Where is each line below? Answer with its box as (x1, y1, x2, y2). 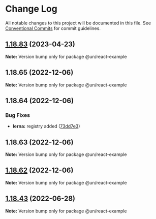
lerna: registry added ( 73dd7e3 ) (12, 123, 80, 130)
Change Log (5, 3, 57, 15)
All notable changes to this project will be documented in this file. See (5, 20, 151, 26)
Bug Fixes (5, 111, 30, 118)
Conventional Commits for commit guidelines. (5, 25, 101, 31)
